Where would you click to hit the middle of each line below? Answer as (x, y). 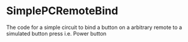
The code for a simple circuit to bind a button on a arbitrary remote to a (94, 27)
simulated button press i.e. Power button (56, 33)
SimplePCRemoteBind (62, 11)
